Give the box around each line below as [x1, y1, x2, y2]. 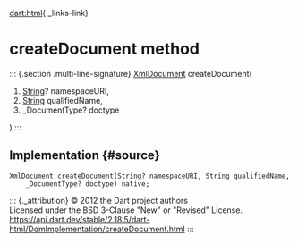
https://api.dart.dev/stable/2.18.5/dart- [9, 214, 150, 224]
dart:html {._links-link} [9, 8, 89, 18]
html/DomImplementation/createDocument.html [9, 223, 185, 234]
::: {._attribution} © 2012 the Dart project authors [9, 195, 188, 205]
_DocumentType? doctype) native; [25, 179, 150, 189]
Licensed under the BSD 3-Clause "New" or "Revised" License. [9, 205, 243, 215]
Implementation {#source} [9, 147, 161, 163]
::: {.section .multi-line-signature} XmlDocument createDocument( [9, 68, 252, 79]
